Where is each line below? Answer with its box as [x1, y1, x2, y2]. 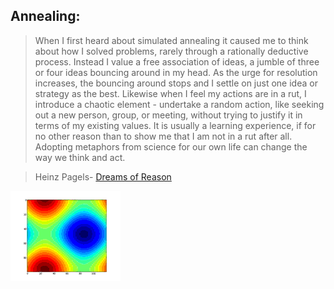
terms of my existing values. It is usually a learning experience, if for [34, 119, 317, 131]
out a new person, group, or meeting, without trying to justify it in [34, 109, 303, 121]
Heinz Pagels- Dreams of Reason [34, 170, 172, 183]
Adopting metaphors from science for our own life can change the [34, 140, 308, 153]
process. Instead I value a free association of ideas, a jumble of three [34, 55, 320, 68]
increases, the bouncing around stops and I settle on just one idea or [34, 77, 318, 89]
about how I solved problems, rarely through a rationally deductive [34, 45, 309, 57]
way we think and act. [34, 151, 126, 163]
